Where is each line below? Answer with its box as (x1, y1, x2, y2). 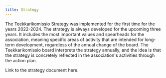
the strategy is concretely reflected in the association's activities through (5, 52, 155, 58)
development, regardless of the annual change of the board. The (15, 41, 149, 47)
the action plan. (5, 57, 37, 63)
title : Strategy (5, 7, 39, 12)
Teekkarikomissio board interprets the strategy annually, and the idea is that (5, 47, 161, 53)
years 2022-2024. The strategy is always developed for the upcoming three (5, 26, 161, 32)
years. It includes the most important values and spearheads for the (5, 31, 145, 37)
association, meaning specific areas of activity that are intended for (5, 37, 144, 42)
